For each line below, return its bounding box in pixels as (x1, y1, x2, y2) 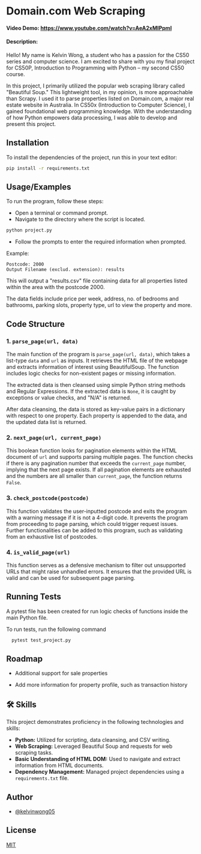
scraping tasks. (14, 749, 53, 756)
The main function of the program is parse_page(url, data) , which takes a (6, 351, 190, 358)
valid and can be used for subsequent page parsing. (6, 574, 136, 581)
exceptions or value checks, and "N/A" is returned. (6, 394, 132, 401)
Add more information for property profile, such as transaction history (14, 681, 188, 688)
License (6, 825, 37, 835)
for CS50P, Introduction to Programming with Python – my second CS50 (6, 64, 185, 71)
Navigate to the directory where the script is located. (14, 216, 146, 223)
